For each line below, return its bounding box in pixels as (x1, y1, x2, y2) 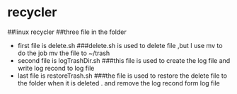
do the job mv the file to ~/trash (17, 49, 110, 57)
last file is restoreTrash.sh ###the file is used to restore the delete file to (17, 71, 228, 80)
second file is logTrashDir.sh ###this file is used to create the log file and (17, 56, 231, 64)
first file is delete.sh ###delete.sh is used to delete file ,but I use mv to (17, 41, 223, 49)
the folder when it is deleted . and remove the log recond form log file (17, 78, 221, 87)
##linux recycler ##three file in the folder (7, 28, 127, 36)
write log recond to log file (17, 64, 95, 72)
